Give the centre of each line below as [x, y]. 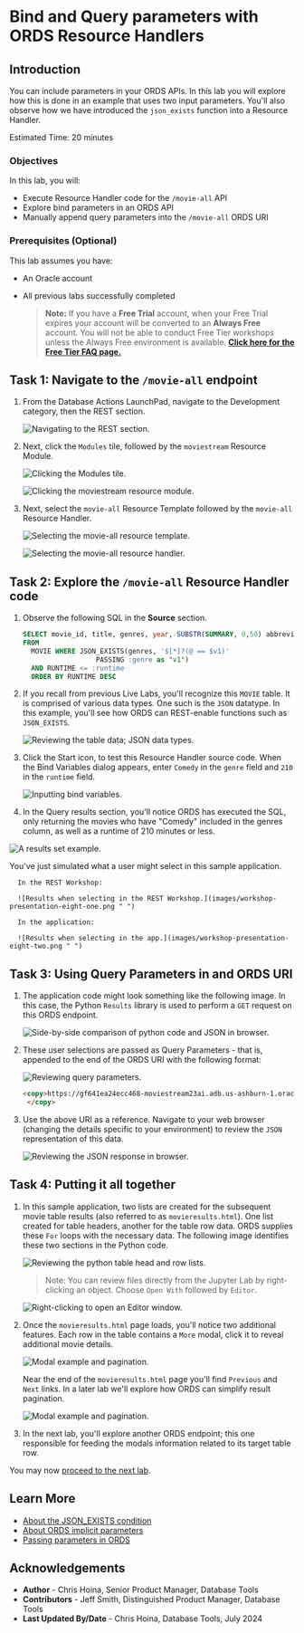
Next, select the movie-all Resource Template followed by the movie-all [157, 509]
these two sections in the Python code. [95, 1245]
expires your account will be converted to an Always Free [152, 322]
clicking [60, 1289]
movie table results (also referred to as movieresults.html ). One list [148, 1216]
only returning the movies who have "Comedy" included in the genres [152, 822]
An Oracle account [57, 278]
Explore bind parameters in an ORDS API [98, 208]
